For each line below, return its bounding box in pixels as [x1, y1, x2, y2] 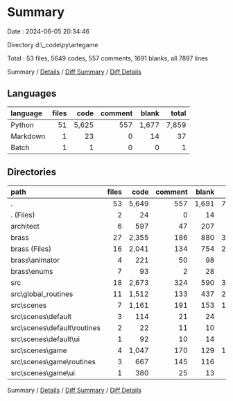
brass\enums [10, 266, 53, 276]
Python [10, 120, 35, 129]
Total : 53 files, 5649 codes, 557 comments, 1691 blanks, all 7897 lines [7, 54, 208, 63]
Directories [7, 166, 57, 178]
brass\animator [10, 255, 60, 265]
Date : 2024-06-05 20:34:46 [7, 27, 90, 35]
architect [10, 221, 40, 231]
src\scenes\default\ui [10, 334, 80, 344]
